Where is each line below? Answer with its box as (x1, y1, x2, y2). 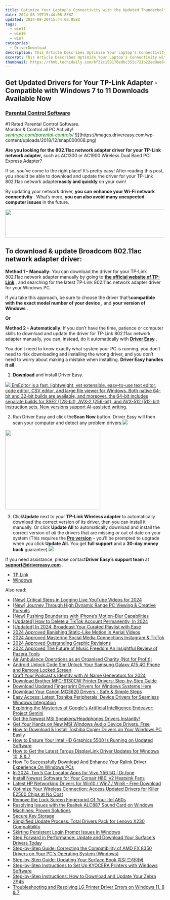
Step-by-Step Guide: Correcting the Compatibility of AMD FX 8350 (12, 845, 152, 851)
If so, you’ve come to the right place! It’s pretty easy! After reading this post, (5, 167, 164, 173)
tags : (5, 21, 17, 27)
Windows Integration (12, 699, 56, 705)
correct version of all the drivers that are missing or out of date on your (12, 529, 161, 535)
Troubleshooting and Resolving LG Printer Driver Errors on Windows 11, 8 (12, 884, 165, 890)
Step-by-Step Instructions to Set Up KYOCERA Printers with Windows (12, 862, 158, 868)
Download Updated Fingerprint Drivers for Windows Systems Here (12, 683, 152, 689)
